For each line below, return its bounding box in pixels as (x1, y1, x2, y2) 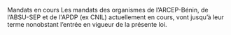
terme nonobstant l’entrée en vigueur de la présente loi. (7, 21, 167, 28)
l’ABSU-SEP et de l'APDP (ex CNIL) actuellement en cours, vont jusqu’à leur (7, 13, 224, 21)
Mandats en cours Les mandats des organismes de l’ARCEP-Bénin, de (7, 6, 209, 14)
